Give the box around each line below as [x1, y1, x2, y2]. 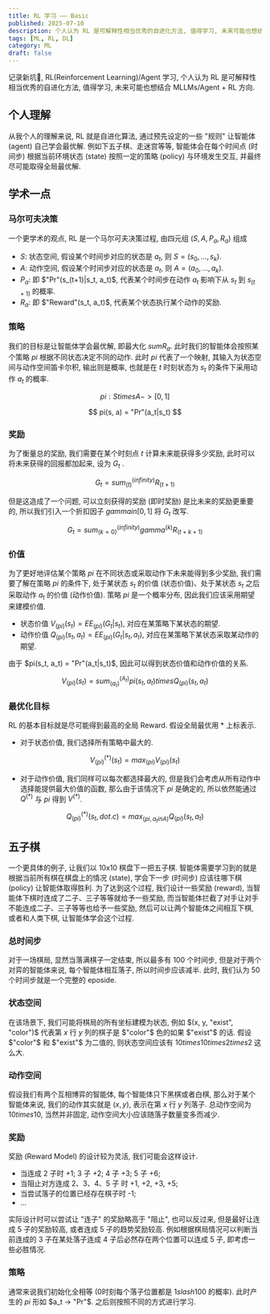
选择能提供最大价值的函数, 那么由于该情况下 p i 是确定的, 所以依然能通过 [19, 783, 257, 794]
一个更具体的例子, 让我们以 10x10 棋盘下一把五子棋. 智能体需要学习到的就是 [8, 863, 257, 873]
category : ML [8, 42, 52, 50]
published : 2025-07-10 [8, 19, 84, 27]
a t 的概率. [17, 374, 50, 385]
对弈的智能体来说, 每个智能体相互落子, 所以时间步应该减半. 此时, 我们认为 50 [8, 965, 260, 975]
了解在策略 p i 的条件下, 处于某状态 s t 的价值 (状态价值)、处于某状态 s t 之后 [14, 578, 260, 590]
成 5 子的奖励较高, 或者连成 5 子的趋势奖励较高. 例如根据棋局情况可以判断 [8, 1225, 252, 1234]
